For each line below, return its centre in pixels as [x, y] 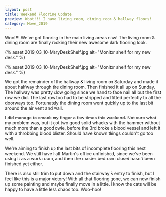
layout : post [19, 10]
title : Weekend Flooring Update [38, 14]
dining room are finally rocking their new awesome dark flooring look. [76, 43]
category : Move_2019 [27, 23]
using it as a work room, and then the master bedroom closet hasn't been [80, 159]
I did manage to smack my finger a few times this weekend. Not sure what [81, 118]
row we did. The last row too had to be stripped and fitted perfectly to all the [83, 98]
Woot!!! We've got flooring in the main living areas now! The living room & [80, 38]
